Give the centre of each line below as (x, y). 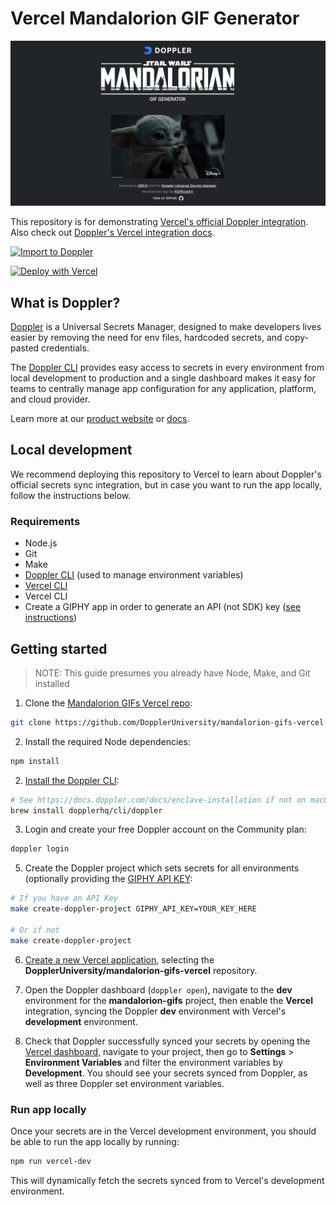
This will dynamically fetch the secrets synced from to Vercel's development (167, 1180)
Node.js (41, 543)
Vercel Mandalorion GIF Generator (155, 18)
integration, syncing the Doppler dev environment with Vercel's (155, 1011)
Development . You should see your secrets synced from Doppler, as (166, 1073)
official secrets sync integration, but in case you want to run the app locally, (166, 484)
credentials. (65, 348)
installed (52, 683)
